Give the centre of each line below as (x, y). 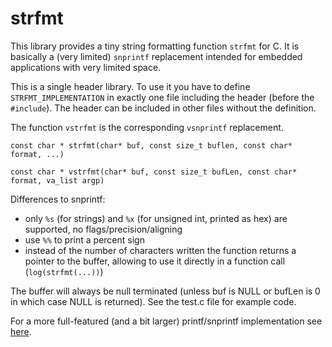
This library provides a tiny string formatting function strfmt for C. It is (155, 46)
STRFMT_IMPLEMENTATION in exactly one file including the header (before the (162, 97)
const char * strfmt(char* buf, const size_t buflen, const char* (151, 145)
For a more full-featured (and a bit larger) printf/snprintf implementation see (166, 321)
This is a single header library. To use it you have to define (130, 86)
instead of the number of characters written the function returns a (160, 250)
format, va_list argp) (57, 180)
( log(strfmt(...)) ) (64, 271)
